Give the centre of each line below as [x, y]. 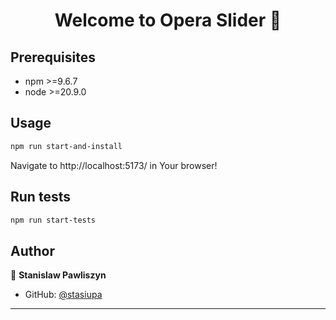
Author [32, 250]
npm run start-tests [53, 220]
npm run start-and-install [66, 146]
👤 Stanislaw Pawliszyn [58, 275]
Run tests [40, 197]
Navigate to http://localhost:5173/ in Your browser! [114, 165]
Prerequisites [53, 57]
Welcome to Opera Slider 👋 [168, 20]
